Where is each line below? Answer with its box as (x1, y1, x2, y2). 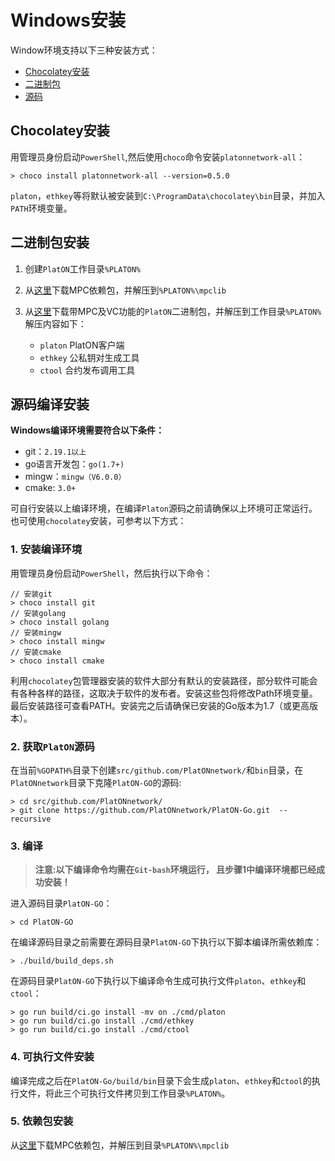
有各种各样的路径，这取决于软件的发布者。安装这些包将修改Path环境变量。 (10, 687, 318, 699)
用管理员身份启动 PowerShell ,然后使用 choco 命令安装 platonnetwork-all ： (10, 151, 306, 163)
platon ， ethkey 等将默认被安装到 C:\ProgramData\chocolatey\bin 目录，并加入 (10, 189, 326, 201)
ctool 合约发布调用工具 (39, 364, 136, 376)
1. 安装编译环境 (10, 542, 83, 556)
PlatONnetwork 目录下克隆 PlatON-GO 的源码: (10, 776, 182, 788)
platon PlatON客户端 (39, 339, 125, 351)
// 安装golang (10, 608, 67, 618)
